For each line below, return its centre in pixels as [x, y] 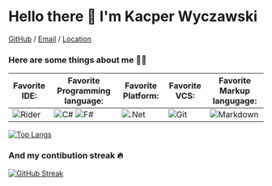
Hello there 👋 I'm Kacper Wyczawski [133, 17]
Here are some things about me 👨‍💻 [78, 60]
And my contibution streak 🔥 [66, 155]
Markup [235, 91]
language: [84, 101]
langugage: [235, 101]
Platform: [141, 96]
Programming [84, 91]
